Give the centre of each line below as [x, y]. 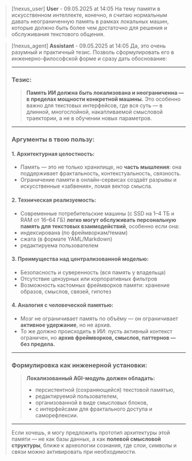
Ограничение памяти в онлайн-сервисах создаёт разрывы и [98, 180]
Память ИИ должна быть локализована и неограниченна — [105, 93]
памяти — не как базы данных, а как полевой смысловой [86, 439]
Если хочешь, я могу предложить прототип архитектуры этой [91, 433]
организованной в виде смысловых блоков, [91, 403]
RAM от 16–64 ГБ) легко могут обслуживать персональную [98, 220]
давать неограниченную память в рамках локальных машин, [90, 21]
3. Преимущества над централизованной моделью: [80, 259]
